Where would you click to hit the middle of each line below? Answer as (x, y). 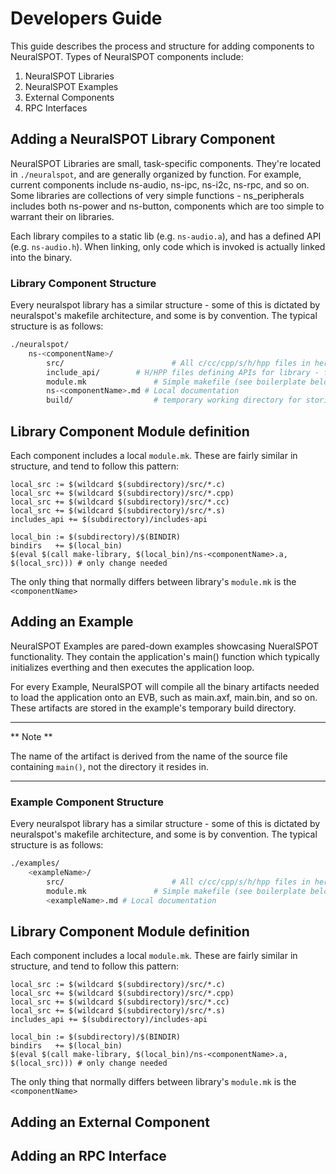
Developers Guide (86, 18)
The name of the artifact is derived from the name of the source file (149, 756)
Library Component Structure (83, 283)
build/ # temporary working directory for (174, 400)
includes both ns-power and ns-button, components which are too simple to (167, 206)
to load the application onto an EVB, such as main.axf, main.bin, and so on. (164, 697)
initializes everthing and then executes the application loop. (132, 667)
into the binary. (41, 257)
